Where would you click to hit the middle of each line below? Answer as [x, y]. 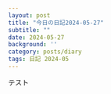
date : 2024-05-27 [36, 37]
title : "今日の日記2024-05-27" [56, 23]
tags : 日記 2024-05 [39, 60]
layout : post [29, 15]
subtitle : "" [29, 30]
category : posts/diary [45, 52]
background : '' [33, 45]
